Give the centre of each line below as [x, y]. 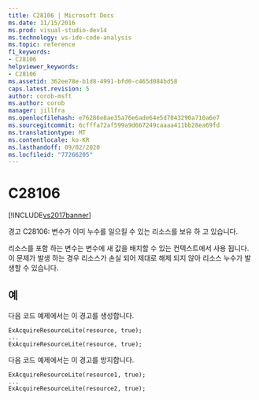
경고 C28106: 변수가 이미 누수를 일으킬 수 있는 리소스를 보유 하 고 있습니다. [123, 231]
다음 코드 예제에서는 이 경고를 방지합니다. [71, 360]
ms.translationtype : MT [47, 132]
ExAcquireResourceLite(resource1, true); [77, 375]
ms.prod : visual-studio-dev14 [58, 30]
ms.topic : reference [42, 45]
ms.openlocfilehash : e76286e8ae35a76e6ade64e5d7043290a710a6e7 [114, 118]
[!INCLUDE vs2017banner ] [50, 215]
